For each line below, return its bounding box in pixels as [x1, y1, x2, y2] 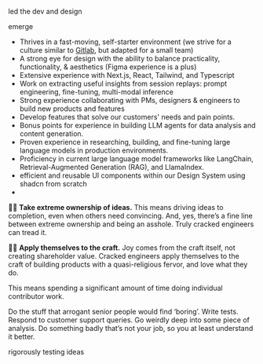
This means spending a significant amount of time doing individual [8, 283, 223, 292]
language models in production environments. [19, 145, 169, 155]
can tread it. [8, 228, 47, 237]
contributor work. [8, 292, 64, 301]
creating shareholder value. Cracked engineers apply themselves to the [8, 252, 239, 260]
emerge [8, 22, 34, 31]
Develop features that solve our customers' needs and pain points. [19, 112, 236, 121]
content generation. [19, 129, 84, 138]
